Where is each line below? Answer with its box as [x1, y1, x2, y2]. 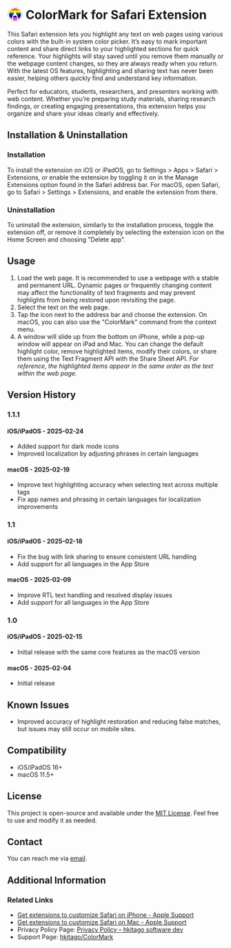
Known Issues [7, 699, 70, 710]
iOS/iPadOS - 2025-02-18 [7, 536, 83, 545]
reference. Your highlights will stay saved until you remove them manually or [7, 52, 224, 60]
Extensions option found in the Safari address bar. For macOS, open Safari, [7, 180, 221, 188]
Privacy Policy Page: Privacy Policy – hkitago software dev [17, 925, 184, 934]
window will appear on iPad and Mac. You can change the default [17, 340, 203, 348]
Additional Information [7, 874, 106, 886]
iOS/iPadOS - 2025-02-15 [7, 632, 83, 641]
